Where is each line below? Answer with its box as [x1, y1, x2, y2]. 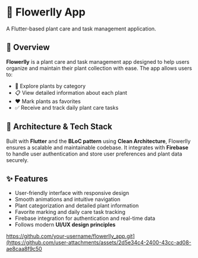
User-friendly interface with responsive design [14, 189, 130, 197]
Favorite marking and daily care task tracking [14, 209, 126, 216]
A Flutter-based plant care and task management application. [6, 25, 156, 32]
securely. [6, 156, 29, 163]
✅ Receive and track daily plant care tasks [14, 104, 119, 111]
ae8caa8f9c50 [6, 245, 43, 253]
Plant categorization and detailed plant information [14, 202, 139, 209]
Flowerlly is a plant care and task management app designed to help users [6, 58, 190, 65]
